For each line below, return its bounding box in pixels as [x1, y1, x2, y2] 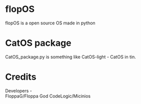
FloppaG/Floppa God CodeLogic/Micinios [5, 93, 91, 99]
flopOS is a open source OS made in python [5, 20, 96, 26]
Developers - [5, 88, 32, 94]
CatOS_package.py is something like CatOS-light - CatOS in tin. [5, 54, 136, 60]
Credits [5, 71, 36, 83]
